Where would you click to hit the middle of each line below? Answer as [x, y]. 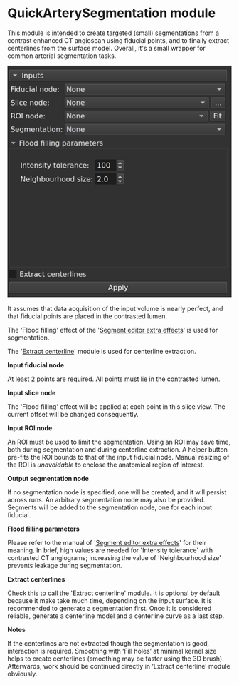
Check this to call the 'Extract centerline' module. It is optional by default [114, 593]
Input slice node [32, 392]
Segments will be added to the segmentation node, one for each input [110, 507]
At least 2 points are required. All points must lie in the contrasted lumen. [114, 379]
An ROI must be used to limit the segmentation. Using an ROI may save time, [119, 442]
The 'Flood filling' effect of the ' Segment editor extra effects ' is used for [113, 330]
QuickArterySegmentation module [111, 13]
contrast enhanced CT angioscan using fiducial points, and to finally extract [118, 40]
